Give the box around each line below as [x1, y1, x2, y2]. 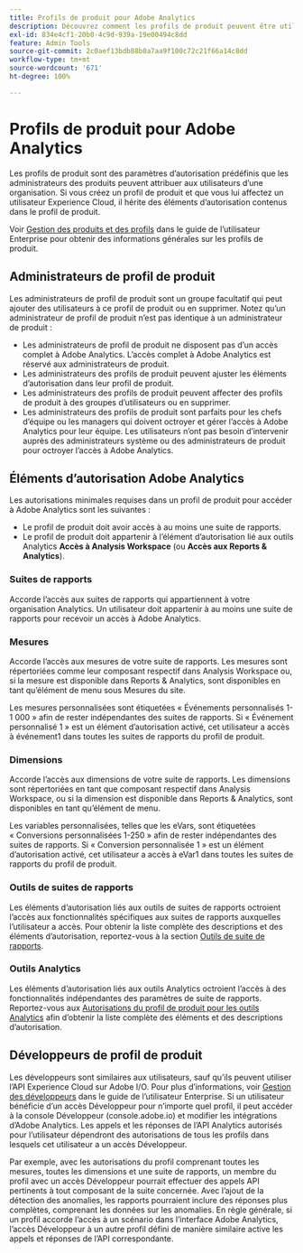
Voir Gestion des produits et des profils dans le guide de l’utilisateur [9, 223, 261, 235]
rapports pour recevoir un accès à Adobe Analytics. [9, 613, 201, 624]
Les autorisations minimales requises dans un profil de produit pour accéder [9, 495, 293, 506]
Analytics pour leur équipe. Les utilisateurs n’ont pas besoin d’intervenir [22, 425, 289, 436]
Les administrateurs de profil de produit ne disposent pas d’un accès [22, 339, 279, 350]
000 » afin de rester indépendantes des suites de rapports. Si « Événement [14, 711, 294, 722]
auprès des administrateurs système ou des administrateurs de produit [22, 435, 286, 446]
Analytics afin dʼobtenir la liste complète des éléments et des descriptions [9, 1012, 283, 1023]
